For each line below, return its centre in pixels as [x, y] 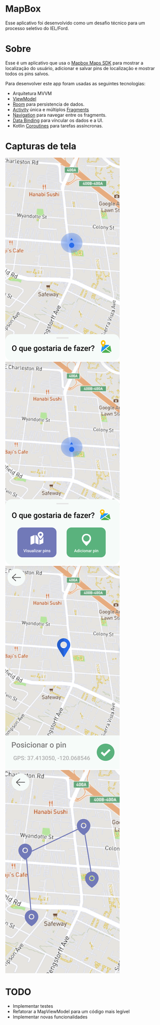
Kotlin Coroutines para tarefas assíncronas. [58, 125]
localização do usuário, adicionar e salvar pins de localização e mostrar [80, 68]
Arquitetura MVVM [32, 93]
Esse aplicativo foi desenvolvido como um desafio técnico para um [75, 23]
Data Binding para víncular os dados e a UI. [58, 120]
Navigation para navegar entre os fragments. [59, 115]
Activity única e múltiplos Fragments [51, 109]
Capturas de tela [41, 147]
